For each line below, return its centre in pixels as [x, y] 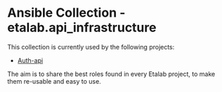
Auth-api [30, 60]
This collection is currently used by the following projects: [91, 47]
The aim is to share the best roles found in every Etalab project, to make [111, 74]
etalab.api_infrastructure [82, 28]
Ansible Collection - [66, 13]
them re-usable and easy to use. [54, 81]
